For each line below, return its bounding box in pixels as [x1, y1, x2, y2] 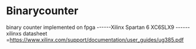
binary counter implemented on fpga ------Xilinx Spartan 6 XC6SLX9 [6, 24, 175, 31]
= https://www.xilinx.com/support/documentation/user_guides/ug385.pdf [6, 36, 184, 43]
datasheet [23, 30, 47, 37]
